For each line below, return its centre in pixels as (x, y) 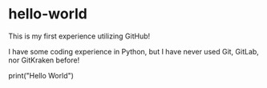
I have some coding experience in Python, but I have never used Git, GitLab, (133, 51)
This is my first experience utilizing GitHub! (79, 36)
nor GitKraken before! (44, 60)
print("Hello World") (41, 75)
